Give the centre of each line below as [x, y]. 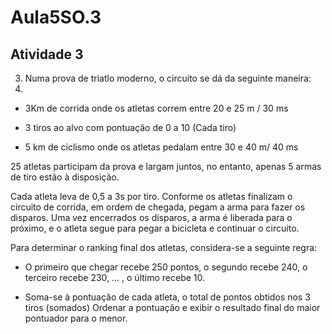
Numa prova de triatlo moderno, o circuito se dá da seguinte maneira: [168, 78]
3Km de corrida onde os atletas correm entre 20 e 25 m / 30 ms [156, 108]
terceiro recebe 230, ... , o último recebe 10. [115, 277]
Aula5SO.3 [56, 17]
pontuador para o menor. [76, 318]
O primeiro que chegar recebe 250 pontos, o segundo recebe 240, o [166, 267]
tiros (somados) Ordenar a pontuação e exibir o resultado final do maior [172, 307]
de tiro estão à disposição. [65, 177]
